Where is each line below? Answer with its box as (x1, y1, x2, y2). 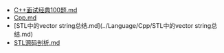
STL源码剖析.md (13, 39, 60, 46)
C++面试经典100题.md (13, 6, 78, 14)
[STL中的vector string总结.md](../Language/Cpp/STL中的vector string (13, 22, 212, 29)
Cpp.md (13, 14, 37, 22)
